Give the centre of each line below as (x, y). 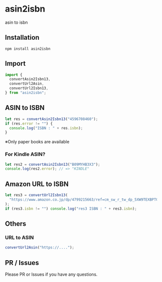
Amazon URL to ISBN (37, 184)
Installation (22, 38)
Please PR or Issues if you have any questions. (51, 274)
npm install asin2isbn (28, 49)
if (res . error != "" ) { (29, 124)
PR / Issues (22, 263)
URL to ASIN (20, 237)
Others (16, 224)
